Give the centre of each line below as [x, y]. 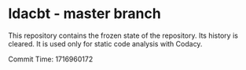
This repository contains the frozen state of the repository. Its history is [123, 35]
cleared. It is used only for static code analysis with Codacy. [105, 43]
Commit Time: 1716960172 [51, 59]
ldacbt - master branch [84, 14]
